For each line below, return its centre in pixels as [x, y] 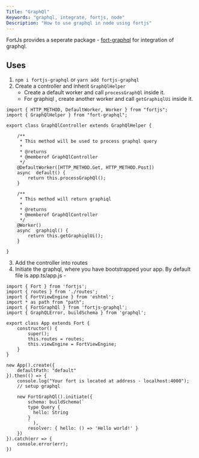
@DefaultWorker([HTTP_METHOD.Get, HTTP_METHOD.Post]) [86, 168]
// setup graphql [39, 387]
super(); [39, 334]
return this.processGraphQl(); [67, 178]
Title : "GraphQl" [28, 12]
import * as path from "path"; [45, 303]
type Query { [44, 408]
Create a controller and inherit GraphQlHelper [70, 86]
